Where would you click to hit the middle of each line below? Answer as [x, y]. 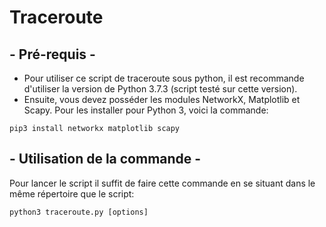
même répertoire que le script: [72, 193]
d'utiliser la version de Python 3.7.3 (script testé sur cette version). [160, 89]
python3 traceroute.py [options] [79, 212]
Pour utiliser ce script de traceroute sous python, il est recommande [164, 78]
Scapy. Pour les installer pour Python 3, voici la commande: [146, 110]
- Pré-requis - [52, 54]
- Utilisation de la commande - [105, 159]
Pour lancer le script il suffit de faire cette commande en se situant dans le [162, 183]
